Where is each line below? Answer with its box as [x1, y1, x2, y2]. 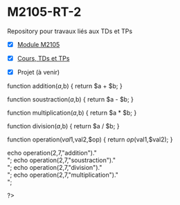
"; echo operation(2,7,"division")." [7, 164, 102, 172]
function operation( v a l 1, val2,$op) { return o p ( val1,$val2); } [7, 135, 173, 144]
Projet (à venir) [17, 68, 60, 77]
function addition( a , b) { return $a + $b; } [7, 82, 123, 90]
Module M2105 [17, 40, 60, 48]
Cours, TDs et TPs [17, 55, 70, 62]
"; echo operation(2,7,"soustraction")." [7, 156, 116, 164]
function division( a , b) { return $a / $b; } [7, 122, 120, 130]
